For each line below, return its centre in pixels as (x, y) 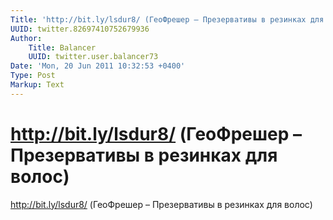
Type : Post (33, 76)
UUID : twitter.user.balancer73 (93, 57)
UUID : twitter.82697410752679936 (80, 29)
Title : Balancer (62, 47)
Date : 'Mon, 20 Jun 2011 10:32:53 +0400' (98, 66)
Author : (26, 38)
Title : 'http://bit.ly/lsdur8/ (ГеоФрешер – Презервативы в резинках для (167, 19)
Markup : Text (37, 85)
